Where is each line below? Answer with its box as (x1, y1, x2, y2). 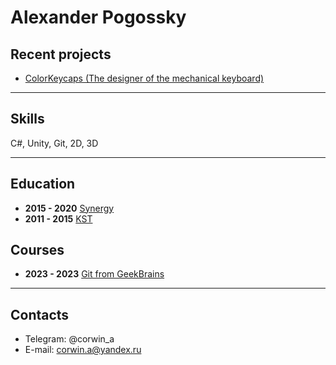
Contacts (10, 306, 70, 323)
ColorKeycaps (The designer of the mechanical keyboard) (24, 72, 265, 84)
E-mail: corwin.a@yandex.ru (24, 344, 142, 356)
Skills (10, 111, 45, 128)
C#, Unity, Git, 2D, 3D (10, 137, 99, 149)
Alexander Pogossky (10, 6, 187, 29)
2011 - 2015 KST (24, 212, 93, 225)
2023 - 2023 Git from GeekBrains (24, 268, 165, 280)
